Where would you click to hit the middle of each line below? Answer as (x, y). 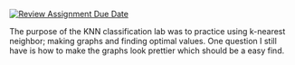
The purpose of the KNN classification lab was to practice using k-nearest (147, 31)
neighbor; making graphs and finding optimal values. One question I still (143, 41)
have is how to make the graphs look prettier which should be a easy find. (147, 51)
